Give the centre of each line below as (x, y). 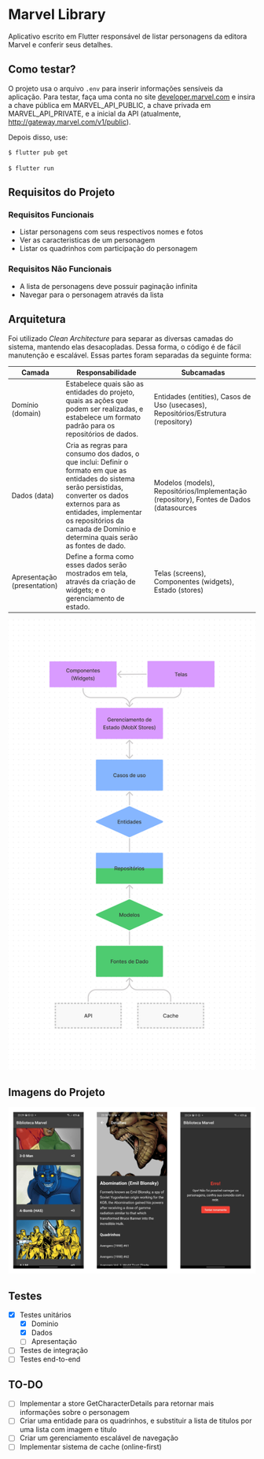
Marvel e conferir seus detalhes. (60, 44)
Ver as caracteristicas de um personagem (87, 240)
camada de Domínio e (101, 528)
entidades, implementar (104, 512)
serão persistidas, (94, 487)
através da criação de (101, 581)
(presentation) (35, 586)
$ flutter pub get (38, 152)
